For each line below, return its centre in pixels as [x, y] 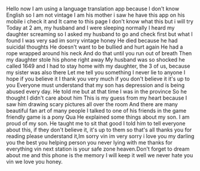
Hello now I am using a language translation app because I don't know [93, 9]
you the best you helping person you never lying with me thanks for [89, 142]
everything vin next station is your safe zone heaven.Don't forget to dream [98, 149]
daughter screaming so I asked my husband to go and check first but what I [99, 34]
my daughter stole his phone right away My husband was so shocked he [96, 60]
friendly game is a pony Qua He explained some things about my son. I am [98, 117]
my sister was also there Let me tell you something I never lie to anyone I [96, 72]
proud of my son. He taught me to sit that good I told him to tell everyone [96, 123]
